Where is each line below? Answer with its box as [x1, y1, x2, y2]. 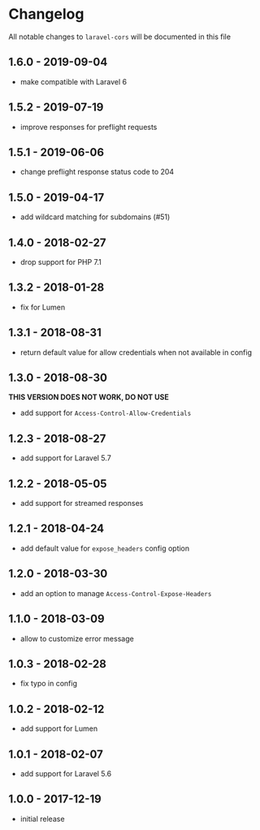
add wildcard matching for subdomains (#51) [19, 212, 171, 222]
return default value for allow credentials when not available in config [19, 347, 252, 357]
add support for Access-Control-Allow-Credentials [19, 408, 192, 418]
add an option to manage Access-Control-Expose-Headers [19, 588, 212, 598]
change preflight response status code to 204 [19, 167, 175, 177]
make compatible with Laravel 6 [19, 76, 128, 86]
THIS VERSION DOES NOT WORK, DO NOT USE [8, 392, 169, 402]
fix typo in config [19, 679, 77, 689]
